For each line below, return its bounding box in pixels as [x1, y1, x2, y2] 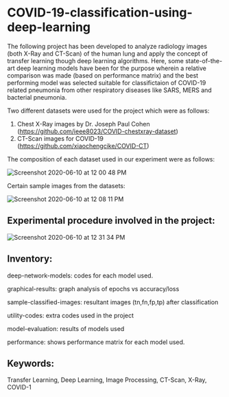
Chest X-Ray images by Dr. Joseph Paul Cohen [16, 120, 150, 128]
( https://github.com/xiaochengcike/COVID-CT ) [16, 141, 149, 150]
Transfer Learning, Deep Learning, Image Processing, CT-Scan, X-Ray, [7, 376, 207, 384]
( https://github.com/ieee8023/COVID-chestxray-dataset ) [16, 127, 178, 135]
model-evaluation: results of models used [7, 324, 125, 332]
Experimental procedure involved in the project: [7, 215, 216, 227]
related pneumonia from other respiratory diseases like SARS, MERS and [7, 86, 213, 94]
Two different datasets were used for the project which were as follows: [7, 106, 210, 115]
